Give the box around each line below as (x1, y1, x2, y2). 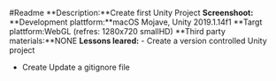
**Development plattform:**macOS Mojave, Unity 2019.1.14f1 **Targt (9, 17, 263, 27)
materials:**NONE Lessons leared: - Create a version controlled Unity (9, 35, 267, 46)
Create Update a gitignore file (21, 62, 130, 72)
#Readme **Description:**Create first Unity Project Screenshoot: (9, 8, 254, 18)
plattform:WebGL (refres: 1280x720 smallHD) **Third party (9, 26, 226, 36)
